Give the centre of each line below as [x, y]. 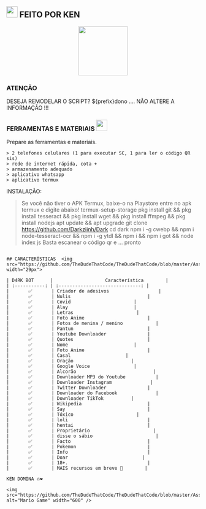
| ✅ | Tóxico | [73, 415]
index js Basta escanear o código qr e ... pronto [81, 242]
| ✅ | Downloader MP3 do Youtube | [82, 377]
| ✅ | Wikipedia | [78, 404]
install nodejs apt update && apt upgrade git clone [84, 223]
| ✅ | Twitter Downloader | [78, 388]
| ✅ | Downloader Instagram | [80, 383]
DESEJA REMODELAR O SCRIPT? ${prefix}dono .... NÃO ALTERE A [90, 101]
